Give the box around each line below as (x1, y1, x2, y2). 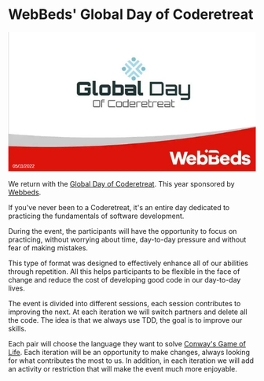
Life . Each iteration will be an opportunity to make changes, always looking (8, 348, 250, 357)
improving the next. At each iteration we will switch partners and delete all (8, 307, 247, 316)
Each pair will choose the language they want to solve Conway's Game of (8, 339, 246, 349)
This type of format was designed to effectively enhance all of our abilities (8, 258, 249, 268)
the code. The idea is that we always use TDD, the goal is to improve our (8, 316, 243, 325)
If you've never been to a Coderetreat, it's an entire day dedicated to (8, 203, 230, 213)
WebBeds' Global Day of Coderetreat (8, 6, 254, 24)
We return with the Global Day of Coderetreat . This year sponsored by (8, 179, 235, 189)
